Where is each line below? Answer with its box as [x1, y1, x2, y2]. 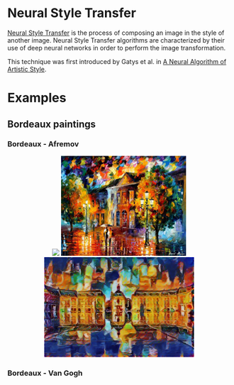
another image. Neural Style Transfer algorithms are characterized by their [7, 36, 225, 44]
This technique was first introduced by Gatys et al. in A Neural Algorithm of [7, 57, 227, 65]
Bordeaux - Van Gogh [7, 368, 83, 378]
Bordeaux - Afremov [7, 139, 79, 149]
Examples [7, 90, 67, 106]
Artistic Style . [7, 65, 47, 73]
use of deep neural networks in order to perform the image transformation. [7, 43, 225, 52]
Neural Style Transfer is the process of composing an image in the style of [7, 28, 225, 37]
